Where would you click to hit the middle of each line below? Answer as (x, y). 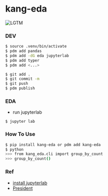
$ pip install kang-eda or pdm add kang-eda (53, 144)
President (23, 188)
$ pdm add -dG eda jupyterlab (37, 56)
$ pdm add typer (22, 60)
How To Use (20, 134)
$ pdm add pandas (24, 51)
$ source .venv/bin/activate (36, 46)
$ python (14, 150)
